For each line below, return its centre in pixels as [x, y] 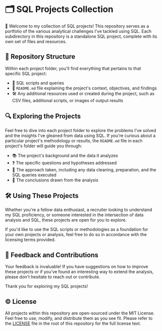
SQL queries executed [34, 175]
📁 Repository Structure [40, 57]
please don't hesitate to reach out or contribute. [53, 277]
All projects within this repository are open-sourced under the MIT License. [80, 313]
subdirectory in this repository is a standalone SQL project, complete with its [81, 36]
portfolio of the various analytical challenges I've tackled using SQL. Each [78, 31]
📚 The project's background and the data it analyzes [65, 155]
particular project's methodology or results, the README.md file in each [74, 140]
